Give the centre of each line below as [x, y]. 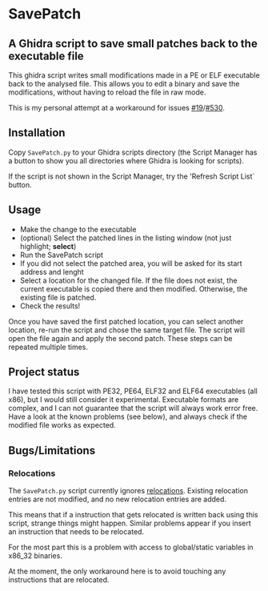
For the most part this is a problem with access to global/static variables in [131, 547]
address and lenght [52, 271]
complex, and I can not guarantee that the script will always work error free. [133, 408]
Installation [37, 133]
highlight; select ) [48, 246]
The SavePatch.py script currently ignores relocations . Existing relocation [128, 491]
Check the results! [50, 306]
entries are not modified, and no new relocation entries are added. [117, 499]
